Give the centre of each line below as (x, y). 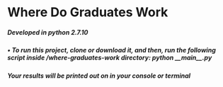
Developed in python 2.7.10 (48, 32)
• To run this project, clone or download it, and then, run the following (111, 50)
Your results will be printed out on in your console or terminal (99, 76)
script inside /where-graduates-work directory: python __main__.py (110, 58)
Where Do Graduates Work (88, 12)
